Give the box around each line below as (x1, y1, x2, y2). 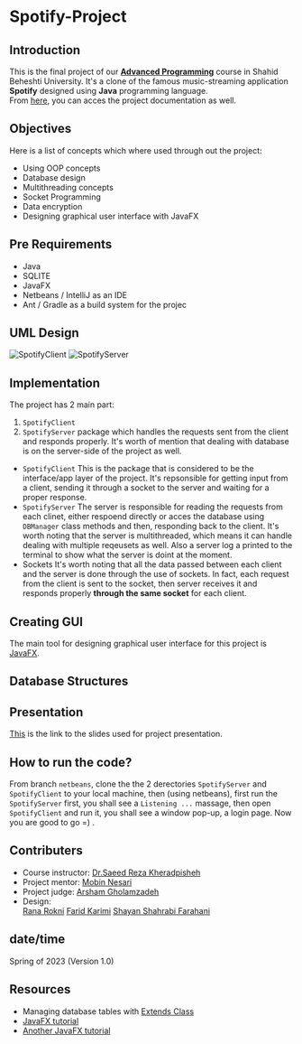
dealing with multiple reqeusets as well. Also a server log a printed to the (22, 540, 293, 551)
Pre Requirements (9, 237, 113, 252)
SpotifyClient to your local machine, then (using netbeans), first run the (9, 788, 278, 799)
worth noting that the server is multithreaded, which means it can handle (22, 530, 293, 541)
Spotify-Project (9, 6, 128, 27)
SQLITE (22, 270, 51, 281)
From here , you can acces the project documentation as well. (9, 95, 237, 106)
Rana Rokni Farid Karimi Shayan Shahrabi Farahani (22, 905, 210, 916)
